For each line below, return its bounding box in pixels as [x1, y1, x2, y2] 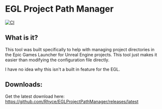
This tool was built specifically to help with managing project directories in [5, 46, 155, 52]
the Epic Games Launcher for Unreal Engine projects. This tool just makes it [5, 52, 158, 57]
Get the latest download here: [5, 93, 65, 99]
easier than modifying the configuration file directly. [5, 57, 110, 63]
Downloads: [5, 80, 43, 89]
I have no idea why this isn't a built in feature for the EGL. [5, 66, 120, 72]
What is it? [5, 34, 38, 42]
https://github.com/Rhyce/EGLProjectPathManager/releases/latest [5, 98, 139, 104]
